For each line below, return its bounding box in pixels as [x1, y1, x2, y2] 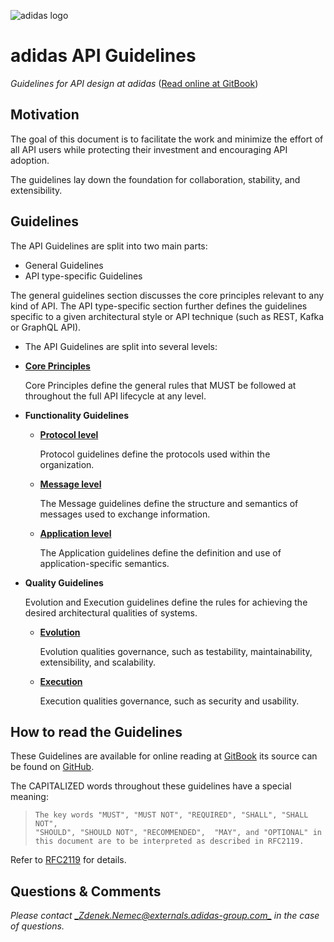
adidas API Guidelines [10, 45, 197, 67]
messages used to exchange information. [39, 508, 211, 520]
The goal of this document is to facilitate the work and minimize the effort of [10, 133, 324, 145]
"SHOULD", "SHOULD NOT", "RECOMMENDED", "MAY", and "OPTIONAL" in [34, 828, 322, 838]
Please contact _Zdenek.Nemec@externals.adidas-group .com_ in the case [10, 910, 320, 922]
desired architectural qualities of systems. [24, 606, 198, 619]
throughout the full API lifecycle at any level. [24, 390, 207, 402]
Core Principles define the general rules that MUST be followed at [24, 379, 297, 391]
